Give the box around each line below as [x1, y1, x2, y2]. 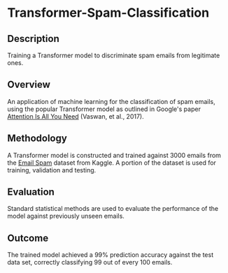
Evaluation [7, 186, 55, 198]
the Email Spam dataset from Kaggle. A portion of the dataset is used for [7, 158, 217, 167]
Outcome [7, 232, 49, 244]
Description [7, 33, 59, 45]
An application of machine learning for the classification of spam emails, [7, 97, 215, 105]
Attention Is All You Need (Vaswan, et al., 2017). [7, 112, 145, 120]
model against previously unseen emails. [7, 212, 124, 221]
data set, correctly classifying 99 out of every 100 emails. [7, 258, 173, 267]
